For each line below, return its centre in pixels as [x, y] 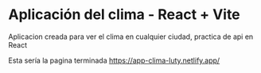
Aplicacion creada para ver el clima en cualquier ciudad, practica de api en [131, 36]
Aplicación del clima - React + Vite [124, 15]
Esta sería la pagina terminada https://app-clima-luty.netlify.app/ [114, 60]
